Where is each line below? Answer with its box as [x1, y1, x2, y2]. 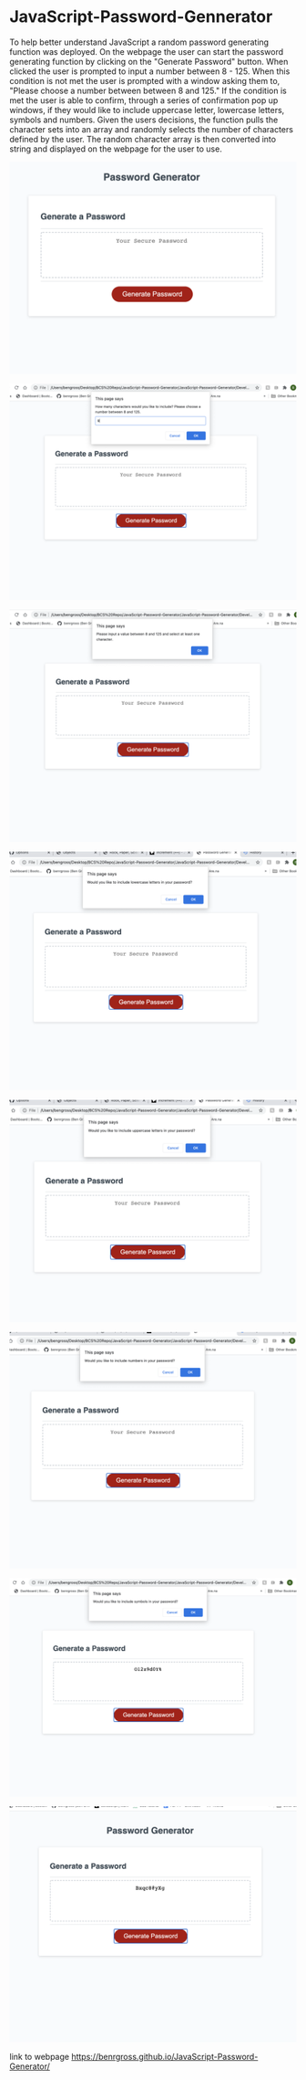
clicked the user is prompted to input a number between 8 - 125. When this [9, 66, 291, 77]
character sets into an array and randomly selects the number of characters [9, 123, 294, 134]
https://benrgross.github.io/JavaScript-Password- [71, 2052, 259, 2063]
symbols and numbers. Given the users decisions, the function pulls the [9, 114, 279, 125]
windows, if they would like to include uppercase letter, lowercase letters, [9, 104, 285, 115]
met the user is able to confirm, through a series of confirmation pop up [9, 94, 279, 106]
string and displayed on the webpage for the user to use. [9, 143, 223, 154]
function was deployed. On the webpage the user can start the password [9, 46, 284, 57]
